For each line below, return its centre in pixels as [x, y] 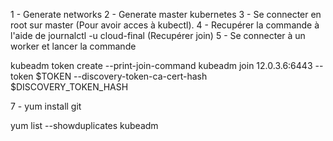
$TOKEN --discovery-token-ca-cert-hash [121, 76]
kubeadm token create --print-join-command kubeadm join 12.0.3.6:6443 [161, 65]
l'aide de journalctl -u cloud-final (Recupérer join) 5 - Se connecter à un [158, 35]
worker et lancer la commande [73, 46]
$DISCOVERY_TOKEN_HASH [69, 87]
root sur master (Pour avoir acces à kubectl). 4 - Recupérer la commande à [165, 25]
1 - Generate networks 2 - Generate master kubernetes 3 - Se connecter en [166, 14]
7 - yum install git [46, 106]
